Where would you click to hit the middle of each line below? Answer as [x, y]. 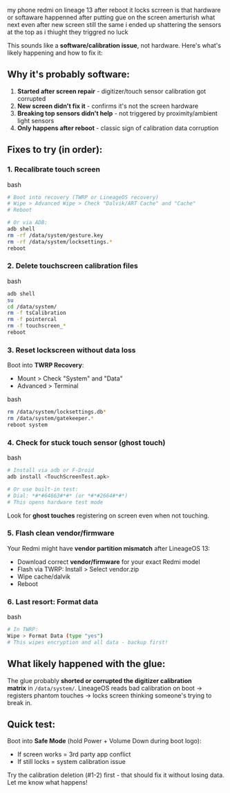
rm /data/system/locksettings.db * [57, 412]
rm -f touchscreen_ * [37, 326]
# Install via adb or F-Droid [51, 471]
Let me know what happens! [47, 783]
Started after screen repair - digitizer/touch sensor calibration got [112, 91]
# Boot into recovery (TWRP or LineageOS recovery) [83, 197]
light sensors [36, 120]
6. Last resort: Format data [53, 601]
